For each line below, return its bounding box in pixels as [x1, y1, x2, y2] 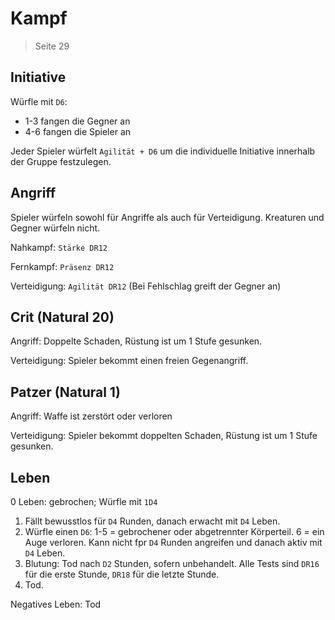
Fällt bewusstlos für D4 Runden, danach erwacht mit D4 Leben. [24, 515, 281, 527]
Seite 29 [34, 40, 70, 52]
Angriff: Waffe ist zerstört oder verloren [10, 410, 173, 422]
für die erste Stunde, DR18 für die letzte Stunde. [24, 568, 220, 580]
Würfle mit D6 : [10, 95, 68, 107]
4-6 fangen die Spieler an [24, 125, 132, 137]
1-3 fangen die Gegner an [24, 115, 131, 127]
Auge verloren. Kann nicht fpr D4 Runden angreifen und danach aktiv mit [24, 537, 323, 548]
